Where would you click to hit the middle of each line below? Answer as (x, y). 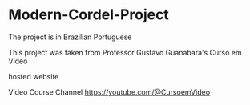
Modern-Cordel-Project (89, 15)
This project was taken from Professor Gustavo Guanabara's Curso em (125, 52)
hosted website (34, 76)
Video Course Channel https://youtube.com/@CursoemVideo (109, 92)
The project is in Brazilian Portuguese (70, 37)
